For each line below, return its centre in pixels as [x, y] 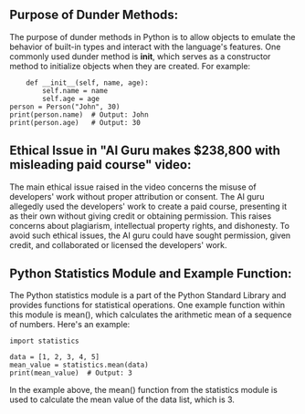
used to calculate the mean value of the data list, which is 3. [122, 399]
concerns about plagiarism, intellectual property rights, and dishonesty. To [150, 225]
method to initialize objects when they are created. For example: [130, 66]
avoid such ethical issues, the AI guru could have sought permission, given [150, 235]
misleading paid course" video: [100, 165]
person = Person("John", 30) [65, 107]
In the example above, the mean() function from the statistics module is [144, 390]
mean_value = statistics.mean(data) [79, 365]
